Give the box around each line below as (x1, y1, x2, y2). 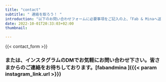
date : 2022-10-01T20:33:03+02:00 (5, 21, 74, 26)
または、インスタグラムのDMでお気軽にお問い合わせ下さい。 (5, 57, 150, 64)
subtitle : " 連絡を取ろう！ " (5, 12, 62, 17)
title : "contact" (5, 7, 41, 12)
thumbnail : (5, 26, 28, 31)
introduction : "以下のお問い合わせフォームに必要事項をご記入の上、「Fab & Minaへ (5, 16, 158, 21)
